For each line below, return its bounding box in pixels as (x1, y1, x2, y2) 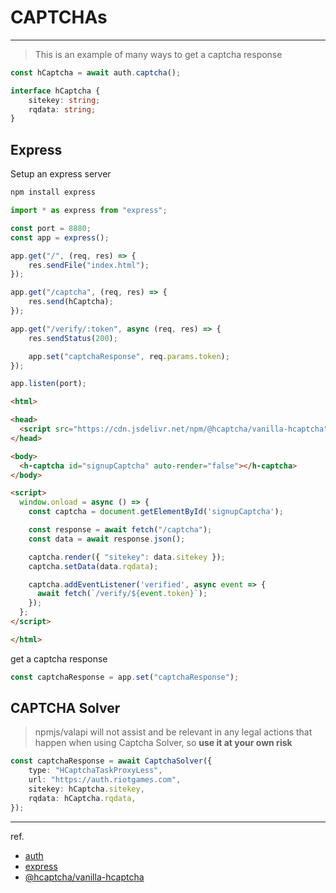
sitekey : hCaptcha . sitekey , (28, 784, 145, 795)
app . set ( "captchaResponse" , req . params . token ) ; (28, 351, 230, 361)
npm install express (10, 187, 97, 198)
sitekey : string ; (28, 95, 101, 105)
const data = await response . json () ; (28, 534, 186, 544)
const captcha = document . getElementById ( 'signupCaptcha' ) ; (28, 507, 284, 517)
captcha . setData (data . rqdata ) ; (28, 561, 159, 571)
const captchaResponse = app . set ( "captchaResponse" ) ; (10, 672, 240, 682)
